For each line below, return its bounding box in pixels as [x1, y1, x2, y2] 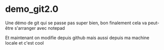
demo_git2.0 [5, 3, 59, 15]
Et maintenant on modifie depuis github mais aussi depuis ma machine [5, 35, 150, 41]
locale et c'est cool [5, 40, 44, 46]
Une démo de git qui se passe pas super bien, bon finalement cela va [5, 20, 147, 26]
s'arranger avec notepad [14, 25, 65, 31]
